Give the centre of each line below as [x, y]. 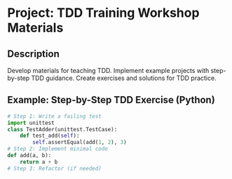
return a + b [39, 162]
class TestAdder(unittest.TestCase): [62, 129]
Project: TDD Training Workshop [103, 13]
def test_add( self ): [50, 136]
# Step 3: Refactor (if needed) [54, 168]
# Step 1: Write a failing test [54, 116]
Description [33, 54]
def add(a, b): [29, 156]
